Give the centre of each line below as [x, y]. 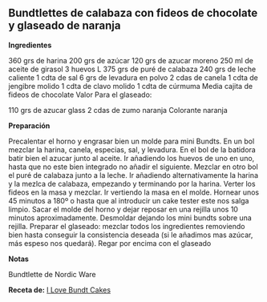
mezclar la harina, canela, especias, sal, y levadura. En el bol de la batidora [132, 149]
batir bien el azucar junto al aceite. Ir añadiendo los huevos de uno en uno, [131, 158]
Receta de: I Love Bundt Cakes [59, 290]
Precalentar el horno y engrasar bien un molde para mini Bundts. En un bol [131, 141]
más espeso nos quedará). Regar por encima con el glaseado [110, 243]
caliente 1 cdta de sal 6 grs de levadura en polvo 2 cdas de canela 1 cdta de [133, 77]
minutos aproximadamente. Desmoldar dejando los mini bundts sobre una [130, 217]
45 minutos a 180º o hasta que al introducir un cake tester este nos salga [129, 200]
